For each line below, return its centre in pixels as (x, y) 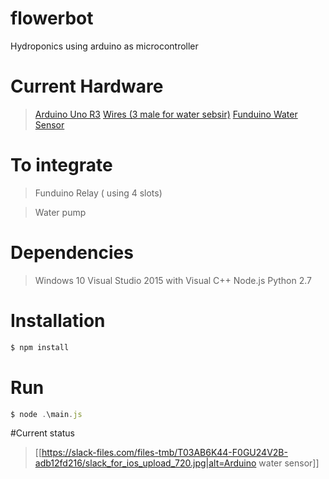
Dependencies (72, 253)
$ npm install (40, 347)
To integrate (61, 165)
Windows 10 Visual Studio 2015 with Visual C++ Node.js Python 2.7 (173, 280)
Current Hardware (87, 86)
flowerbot (52, 18)
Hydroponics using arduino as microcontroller (104, 46)
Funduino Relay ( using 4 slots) (98, 193)
